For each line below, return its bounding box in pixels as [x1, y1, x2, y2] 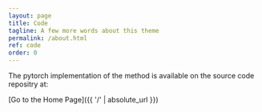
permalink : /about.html [8, 34, 88, 42]
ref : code [8, 42, 42, 50]
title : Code [8, 19, 48, 27]
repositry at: [8, 79, 49, 89]
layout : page [8, 11, 52, 20]
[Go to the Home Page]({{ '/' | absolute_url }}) [8, 95, 159, 104]
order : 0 [8, 49, 38, 57]
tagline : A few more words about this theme [8, 26, 159, 34]
